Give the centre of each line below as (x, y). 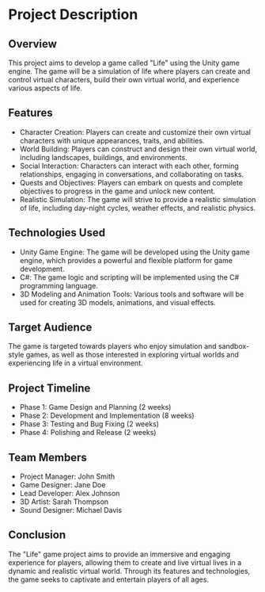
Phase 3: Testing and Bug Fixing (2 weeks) (89, 424)
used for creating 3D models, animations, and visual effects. (117, 302)
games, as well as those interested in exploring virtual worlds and (132, 355)
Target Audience (50, 328)
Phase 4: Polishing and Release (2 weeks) (88, 433)
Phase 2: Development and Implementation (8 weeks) (107, 416)
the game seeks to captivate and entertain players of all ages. (109, 579)
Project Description (73, 15)
